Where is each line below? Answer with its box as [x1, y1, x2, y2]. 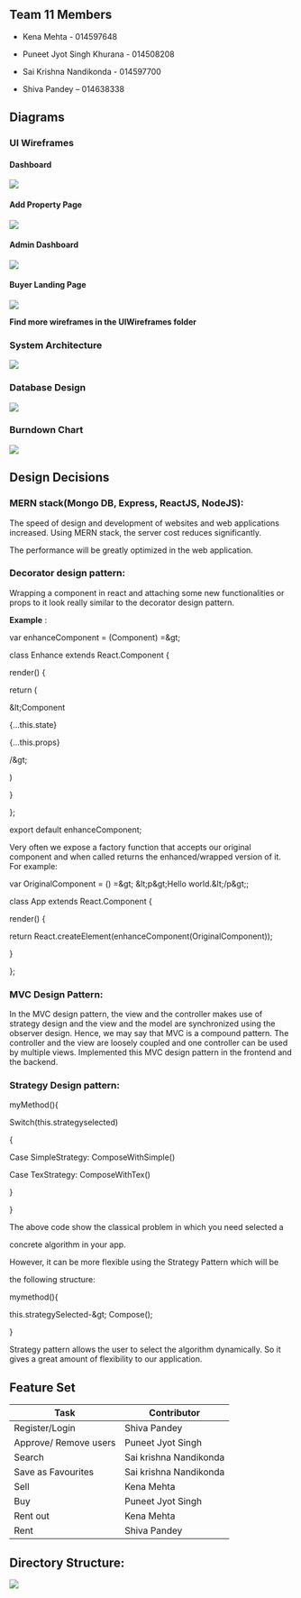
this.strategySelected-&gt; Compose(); [9, 1309, 153, 1320]
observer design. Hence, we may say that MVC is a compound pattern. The [9, 1028, 289, 1039]
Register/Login [14, 1422, 76, 1435]
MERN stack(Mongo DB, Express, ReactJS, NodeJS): [9, 497, 244, 510]
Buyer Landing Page [9, 280, 87, 290]
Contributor [148, 1407, 201, 1419]
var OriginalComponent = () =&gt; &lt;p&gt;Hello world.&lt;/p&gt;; [9, 878, 250, 889]
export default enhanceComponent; [9, 824, 142, 835]
